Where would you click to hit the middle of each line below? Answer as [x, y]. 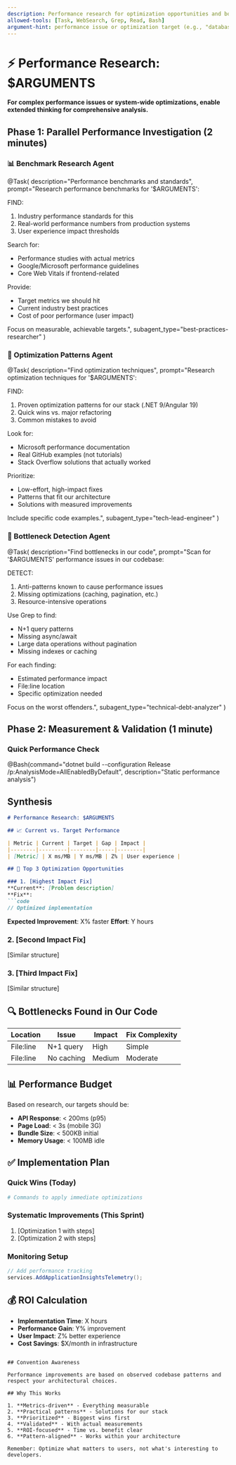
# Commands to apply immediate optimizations [75, 1197]
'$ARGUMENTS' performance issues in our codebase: [86, 559]
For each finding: [32, 665]
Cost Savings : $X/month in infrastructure [77, 1343]
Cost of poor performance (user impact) [76, 315]
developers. [25, 1454]
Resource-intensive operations [62, 601]
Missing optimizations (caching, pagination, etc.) [88, 594]
